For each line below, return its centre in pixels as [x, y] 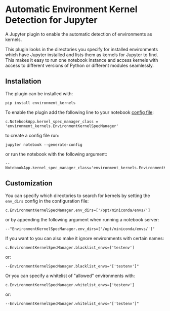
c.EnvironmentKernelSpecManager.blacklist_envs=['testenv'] [70, 247]
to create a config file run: [32, 135]
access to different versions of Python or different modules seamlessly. [80, 65]
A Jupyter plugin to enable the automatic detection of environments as [79, 34]
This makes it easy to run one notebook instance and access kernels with [82, 60]
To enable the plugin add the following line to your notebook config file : [80, 112]
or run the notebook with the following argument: [56, 154]
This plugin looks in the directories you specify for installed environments [82, 49]
